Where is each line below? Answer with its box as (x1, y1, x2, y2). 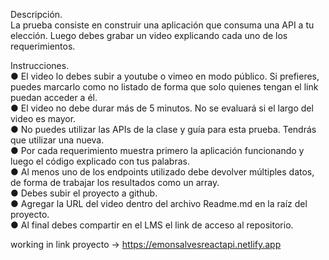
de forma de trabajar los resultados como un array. (10, 177, 220, 188)
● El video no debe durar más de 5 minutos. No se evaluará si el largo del (10, 102, 314, 114)
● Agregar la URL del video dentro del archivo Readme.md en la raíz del (10, 198, 308, 209)
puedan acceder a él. (10, 92, 98, 103)
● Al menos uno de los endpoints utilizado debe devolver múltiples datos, (10, 166, 315, 178)
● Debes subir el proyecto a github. (10, 187, 158, 199)
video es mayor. (10, 113, 77, 124)
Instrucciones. (10, 60, 70, 71)
